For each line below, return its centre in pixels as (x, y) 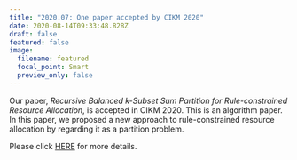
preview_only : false (55, 76)
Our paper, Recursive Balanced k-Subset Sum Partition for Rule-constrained (148, 100)
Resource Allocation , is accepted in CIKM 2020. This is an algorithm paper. (146, 110)
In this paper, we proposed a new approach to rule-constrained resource (142, 119)
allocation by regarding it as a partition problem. (97, 129)
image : (21, 51)
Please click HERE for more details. (73, 146)
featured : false (39, 42)
